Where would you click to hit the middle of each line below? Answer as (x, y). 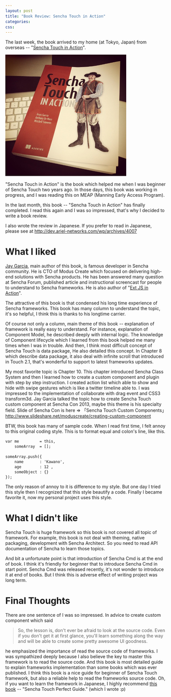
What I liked (31, 252)
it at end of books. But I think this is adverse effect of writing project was (81, 575)
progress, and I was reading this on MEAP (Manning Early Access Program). (85, 195)
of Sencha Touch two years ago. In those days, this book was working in (81, 190)
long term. (16, 580)
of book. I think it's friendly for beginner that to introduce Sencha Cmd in (81, 564)
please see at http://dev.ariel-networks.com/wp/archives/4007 (71, 231)
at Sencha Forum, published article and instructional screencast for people (83, 282)
